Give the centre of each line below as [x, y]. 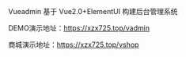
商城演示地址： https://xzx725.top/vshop [74, 45]
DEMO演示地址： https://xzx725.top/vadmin [79, 28]
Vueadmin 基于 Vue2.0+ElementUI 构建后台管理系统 [93, 11]
